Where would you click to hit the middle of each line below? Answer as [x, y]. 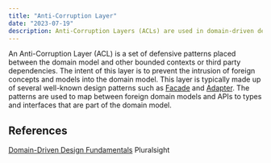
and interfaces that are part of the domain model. [90, 105]
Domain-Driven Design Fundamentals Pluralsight [89, 150]
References [38, 130]
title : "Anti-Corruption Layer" [63, 16]
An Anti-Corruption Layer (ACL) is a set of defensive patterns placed [122, 54]
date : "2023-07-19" [41, 23]
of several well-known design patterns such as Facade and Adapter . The [129, 88]
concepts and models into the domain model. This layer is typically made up [135, 79]
